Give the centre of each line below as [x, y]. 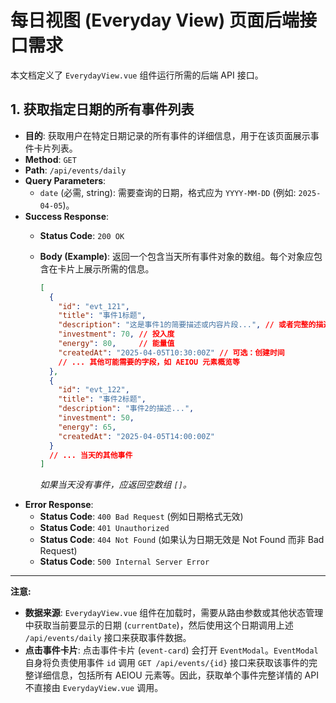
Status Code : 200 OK [82, 235]
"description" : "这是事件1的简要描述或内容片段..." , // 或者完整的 [187, 325]
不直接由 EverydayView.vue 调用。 [94, 688]
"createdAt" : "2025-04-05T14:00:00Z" [136, 436]
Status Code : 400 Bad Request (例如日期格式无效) [141, 517]
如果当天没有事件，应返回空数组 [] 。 [115, 485]
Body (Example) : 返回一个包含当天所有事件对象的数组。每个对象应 [176, 256]
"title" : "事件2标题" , [102, 399]
